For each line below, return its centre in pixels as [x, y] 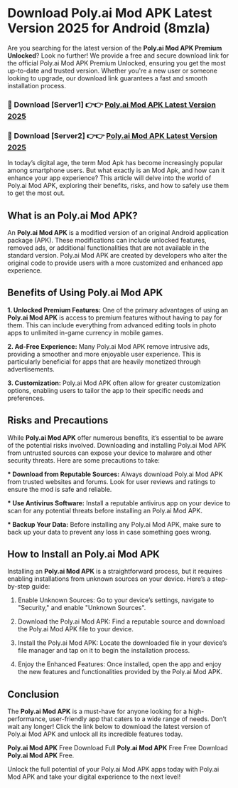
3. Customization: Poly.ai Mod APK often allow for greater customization [114, 383]
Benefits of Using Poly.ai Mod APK [85, 293]
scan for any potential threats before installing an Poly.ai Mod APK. [105, 510]
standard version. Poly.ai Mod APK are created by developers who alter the [117, 255]
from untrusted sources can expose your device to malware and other [110, 453]
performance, [27, 719]
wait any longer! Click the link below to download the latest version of [109, 727]
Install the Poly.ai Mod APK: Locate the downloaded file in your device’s [122, 643]
